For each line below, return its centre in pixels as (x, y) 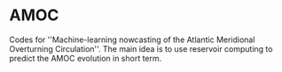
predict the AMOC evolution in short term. (86, 58)
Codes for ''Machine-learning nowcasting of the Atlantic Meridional (132, 40)
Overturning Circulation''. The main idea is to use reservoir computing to (141, 48)
